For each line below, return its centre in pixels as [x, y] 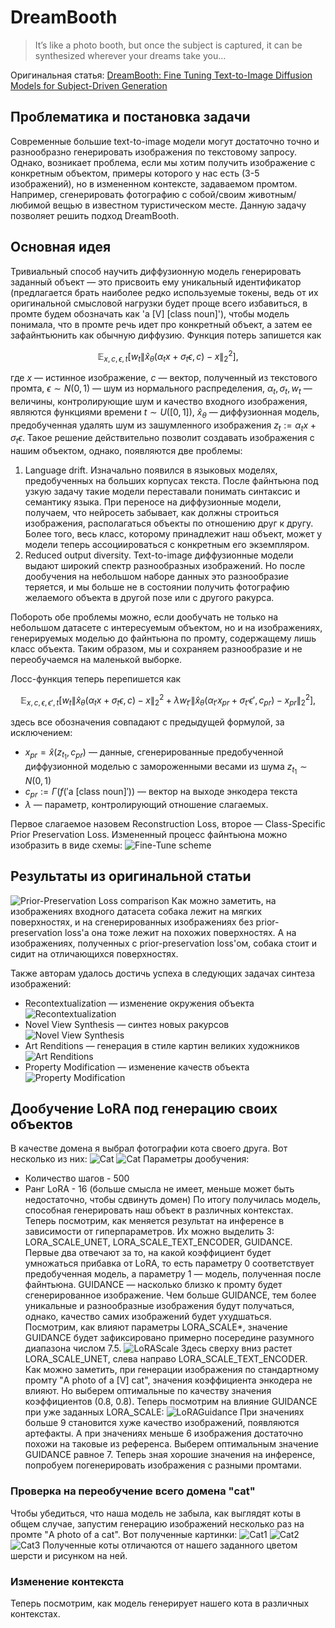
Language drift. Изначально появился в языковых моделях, [151, 470]
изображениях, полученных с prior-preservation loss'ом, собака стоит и [163, 943]
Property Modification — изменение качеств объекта [137, 1067]
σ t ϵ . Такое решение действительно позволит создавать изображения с [162, 439]
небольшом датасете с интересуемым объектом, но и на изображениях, [166, 628]
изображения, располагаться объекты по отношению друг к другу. [169, 523]
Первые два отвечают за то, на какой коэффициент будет [148, 1253]
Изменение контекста [67, 1581]
